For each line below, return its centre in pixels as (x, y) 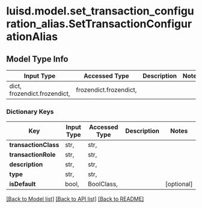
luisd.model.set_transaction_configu (100, 11)
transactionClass (34, 145)
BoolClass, (103, 184)
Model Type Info (37, 59)
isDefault (23, 184)
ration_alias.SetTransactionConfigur (99, 24)
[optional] (179, 184)
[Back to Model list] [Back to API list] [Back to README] (75, 199)
